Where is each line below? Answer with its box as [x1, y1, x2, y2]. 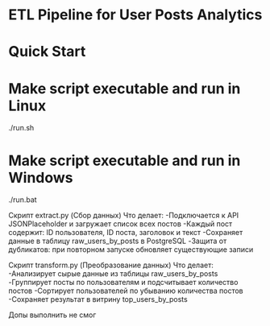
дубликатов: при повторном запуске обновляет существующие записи [8, 245, 254, 254]
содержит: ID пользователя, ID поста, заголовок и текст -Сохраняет [8, 228, 243, 237]
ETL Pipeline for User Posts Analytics [8, 6, 263, 24]
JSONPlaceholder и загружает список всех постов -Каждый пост [8, 219, 233, 229]
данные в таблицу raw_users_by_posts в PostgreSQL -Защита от [8, 236, 227, 246]
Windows [8, 168, 73, 187]
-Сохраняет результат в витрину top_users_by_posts [8, 295, 188, 304]
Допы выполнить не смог [8, 310, 97, 320]
